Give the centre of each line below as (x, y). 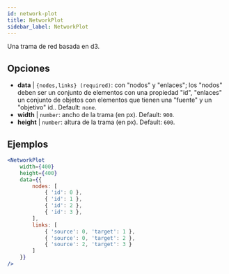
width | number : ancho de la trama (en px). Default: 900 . (96, 115)
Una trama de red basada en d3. (54, 47)
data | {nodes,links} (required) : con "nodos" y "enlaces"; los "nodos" (120, 85)
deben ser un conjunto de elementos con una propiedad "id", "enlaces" (120, 93)
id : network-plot (32, 14)
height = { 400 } (39, 173)
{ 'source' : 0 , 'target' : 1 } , (90, 231)
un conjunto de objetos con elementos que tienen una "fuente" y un (114, 100)
